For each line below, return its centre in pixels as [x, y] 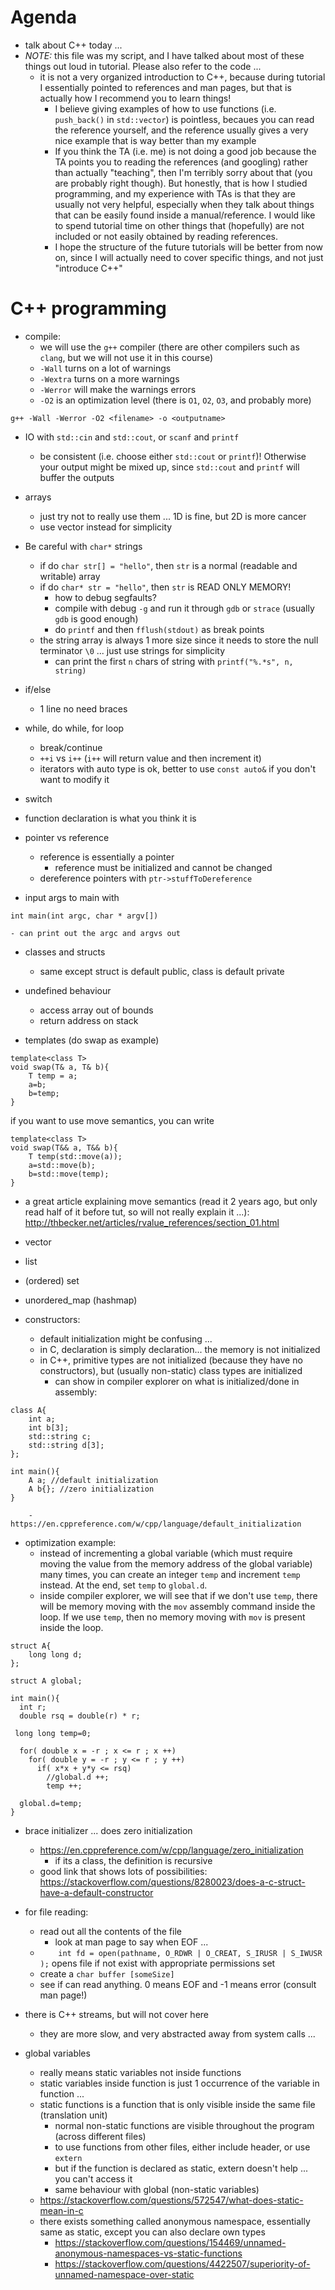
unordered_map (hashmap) [81, 1300]
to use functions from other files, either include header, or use [182, 2147]
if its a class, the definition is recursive [133, 1860]
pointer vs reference [67, 837]
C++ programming [88, 308]
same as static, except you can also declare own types [152, 2232]
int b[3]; [49, 1427]
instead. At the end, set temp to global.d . [123, 1585]
